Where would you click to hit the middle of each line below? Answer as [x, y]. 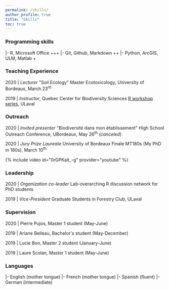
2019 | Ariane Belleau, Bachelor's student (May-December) [67, 233]
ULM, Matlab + [21, 58]
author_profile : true [28, 15]
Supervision [20, 212]
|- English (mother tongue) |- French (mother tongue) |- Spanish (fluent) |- [83, 277]
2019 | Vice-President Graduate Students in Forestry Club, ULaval [74, 199]
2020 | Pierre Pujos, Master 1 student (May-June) [57, 223]
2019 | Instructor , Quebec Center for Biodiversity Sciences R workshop [79, 98]
